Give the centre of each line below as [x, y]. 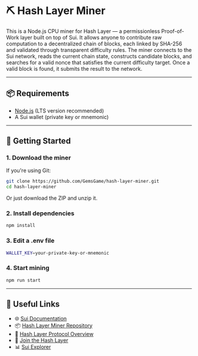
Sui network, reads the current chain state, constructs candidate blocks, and [99, 56]
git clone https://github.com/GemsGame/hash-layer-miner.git [83, 182]
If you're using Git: [29, 170]
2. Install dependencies [40, 213]
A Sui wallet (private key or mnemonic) [62, 117]
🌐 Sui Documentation [41, 318]
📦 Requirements [38, 93]
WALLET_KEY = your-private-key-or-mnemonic [58, 253]
